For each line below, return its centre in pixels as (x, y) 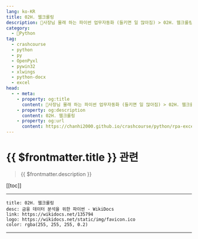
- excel (21, 83)
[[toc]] (14, 185)
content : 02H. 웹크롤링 (48, 115)
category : (18, 28)
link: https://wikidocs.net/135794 (50, 214)
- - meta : (23, 94)
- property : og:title (43, 99)
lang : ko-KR (21, 11)
